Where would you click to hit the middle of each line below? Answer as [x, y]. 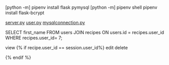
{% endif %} [18, 57]
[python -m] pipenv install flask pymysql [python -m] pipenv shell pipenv [81, 7]
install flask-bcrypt [25, 13]
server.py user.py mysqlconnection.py [45, 23]
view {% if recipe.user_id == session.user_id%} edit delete [66, 47]
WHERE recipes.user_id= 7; [34, 38]
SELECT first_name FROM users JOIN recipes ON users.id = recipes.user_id [85, 32]
